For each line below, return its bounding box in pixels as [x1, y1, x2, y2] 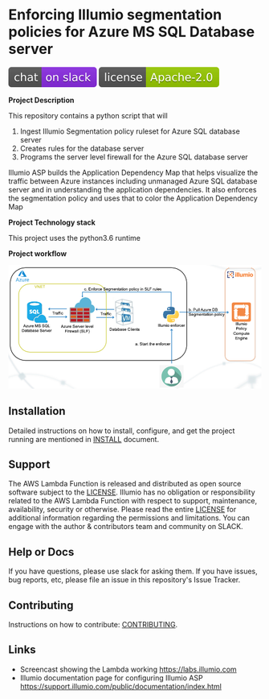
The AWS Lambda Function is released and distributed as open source [8, 479, 242, 489]
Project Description [8, 95, 75, 105]
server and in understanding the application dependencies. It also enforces [8, 184, 257, 194]
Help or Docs [8, 545, 75, 559]
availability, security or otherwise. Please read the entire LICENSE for [8, 505, 237, 515]
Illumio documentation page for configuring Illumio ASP [19, 672, 203, 682]
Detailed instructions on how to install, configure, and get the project [8, 425, 235, 436]
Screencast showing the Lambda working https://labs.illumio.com [19, 664, 237, 674]
